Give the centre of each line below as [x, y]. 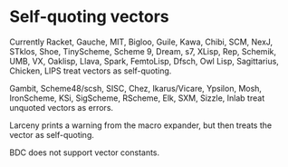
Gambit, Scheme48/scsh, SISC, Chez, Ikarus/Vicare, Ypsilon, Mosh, [136, 88]
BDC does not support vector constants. [85, 152]
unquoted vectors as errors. [62, 107]
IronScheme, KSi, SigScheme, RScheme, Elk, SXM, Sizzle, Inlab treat [137, 98]
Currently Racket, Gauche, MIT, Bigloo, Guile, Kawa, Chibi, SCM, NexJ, [141, 42]
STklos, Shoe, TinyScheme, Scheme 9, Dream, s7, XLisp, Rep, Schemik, [143, 51]
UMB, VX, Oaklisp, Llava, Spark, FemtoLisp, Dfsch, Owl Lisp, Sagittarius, [144, 61]
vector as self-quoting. [52, 134]
